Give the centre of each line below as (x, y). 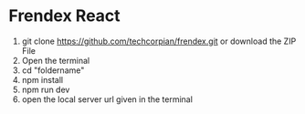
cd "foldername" (53, 70)
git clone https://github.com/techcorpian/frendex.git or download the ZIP (159, 41)
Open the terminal (56, 60)
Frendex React (64, 16)
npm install (42, 79)
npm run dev (46, 89)
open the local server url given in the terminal (107, 99)
